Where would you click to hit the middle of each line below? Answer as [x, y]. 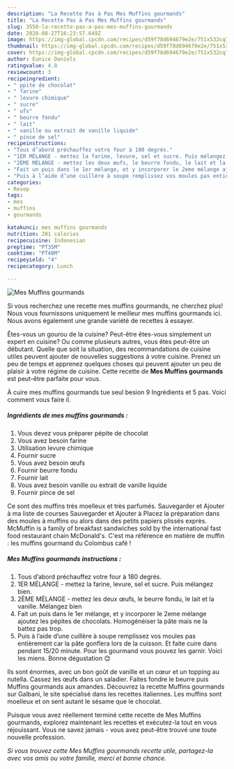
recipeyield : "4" [32, 260]
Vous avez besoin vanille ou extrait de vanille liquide [92, 485]
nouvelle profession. [37, 737]
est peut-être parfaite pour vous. [54, 378]
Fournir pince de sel [46, 492]
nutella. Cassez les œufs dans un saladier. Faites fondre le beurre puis [108, 679]
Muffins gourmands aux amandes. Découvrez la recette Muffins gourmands [116, 686]
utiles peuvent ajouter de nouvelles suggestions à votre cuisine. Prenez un [114, 356]
